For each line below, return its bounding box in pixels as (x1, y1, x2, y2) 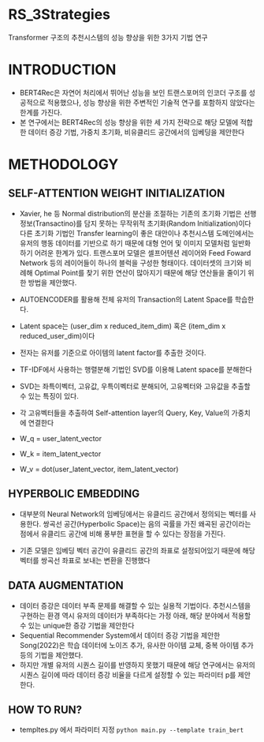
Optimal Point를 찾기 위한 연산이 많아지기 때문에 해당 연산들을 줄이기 (34, 268, 247, 277)
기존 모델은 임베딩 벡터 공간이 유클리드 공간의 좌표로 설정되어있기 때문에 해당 (19, 545, 256, 555)
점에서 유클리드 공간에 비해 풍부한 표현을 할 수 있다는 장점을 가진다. (19, 529, 226, 538)
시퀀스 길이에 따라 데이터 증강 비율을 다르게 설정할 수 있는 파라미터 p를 (19, 669, 236, 680)
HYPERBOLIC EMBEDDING (8, 487, 140, 500)
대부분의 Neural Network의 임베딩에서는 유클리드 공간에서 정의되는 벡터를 (19, 509, 248, 519)
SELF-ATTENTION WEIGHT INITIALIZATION (8, 187, 225, 200)
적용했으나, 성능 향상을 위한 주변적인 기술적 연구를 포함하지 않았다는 (46, 97, 256, 107)
